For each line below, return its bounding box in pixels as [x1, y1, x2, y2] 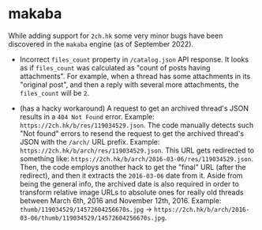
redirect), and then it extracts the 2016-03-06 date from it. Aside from [19, 171, 243, 180]
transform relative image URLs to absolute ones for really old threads [19, 187, 244, 197]
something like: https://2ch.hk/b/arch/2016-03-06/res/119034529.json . [19, 153, 254, 163]
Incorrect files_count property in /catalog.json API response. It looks [19, 55, 249, 64]
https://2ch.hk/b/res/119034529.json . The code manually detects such [19, 120, 254, 130]
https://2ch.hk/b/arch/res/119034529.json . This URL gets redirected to [19, 145, 255, 155]
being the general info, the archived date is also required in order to [19, 179, 239, 188]
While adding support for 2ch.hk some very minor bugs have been [8, 31, 223, 40]
